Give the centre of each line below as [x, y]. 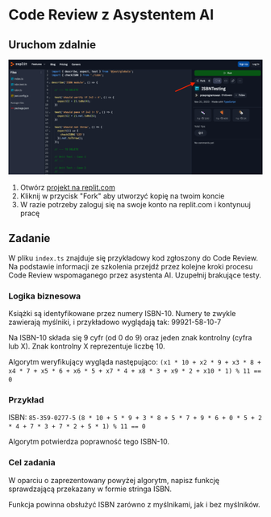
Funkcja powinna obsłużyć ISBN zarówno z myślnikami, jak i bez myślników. [134, 504]
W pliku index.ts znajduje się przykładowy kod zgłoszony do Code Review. [133, 258]
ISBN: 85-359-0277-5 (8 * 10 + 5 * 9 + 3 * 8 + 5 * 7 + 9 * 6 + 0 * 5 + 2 [135, 418]
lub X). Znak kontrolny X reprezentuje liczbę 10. [87, 346]
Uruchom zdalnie [52, 45]
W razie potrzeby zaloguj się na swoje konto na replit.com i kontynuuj [135, 204]
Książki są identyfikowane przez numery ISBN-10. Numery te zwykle [122, 313]
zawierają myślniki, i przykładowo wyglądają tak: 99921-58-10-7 [115, 322]
